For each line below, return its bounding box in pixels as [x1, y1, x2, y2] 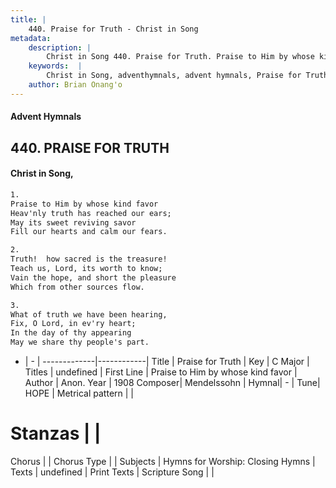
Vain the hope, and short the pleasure [10, 272, 177, 283]
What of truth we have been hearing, [10, 309, 168, 320]
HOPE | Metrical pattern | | [24, 387, 135, 400]
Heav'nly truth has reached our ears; [10, 208, 172, 218]
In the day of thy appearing [10, 328, 132, 338]
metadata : [10, 33, 52, 43]
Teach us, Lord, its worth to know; [10, 264, 163, 274]
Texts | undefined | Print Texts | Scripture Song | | [10, 466, 215, 478]
